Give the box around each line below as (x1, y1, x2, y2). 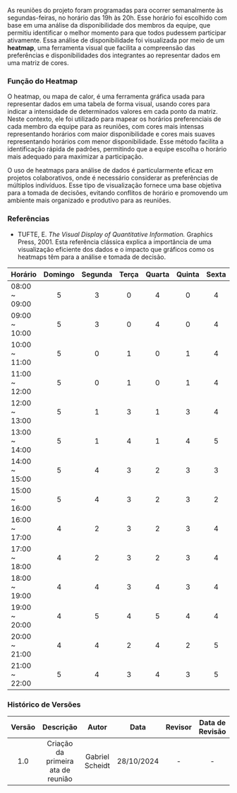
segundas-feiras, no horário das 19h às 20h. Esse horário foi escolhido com (7, 13, 227, 22)
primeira (46, 756, 74, 766)
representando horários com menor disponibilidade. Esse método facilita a (7, 137, 224, 146)
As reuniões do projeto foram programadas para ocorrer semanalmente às (7, 6, 224, 14)
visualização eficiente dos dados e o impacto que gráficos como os (17, 245, 214, 253)
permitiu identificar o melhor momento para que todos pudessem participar (7, 28, 227, 37)
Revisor (165, 722, 193, 731)
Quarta (145, 269, 170, 279)
